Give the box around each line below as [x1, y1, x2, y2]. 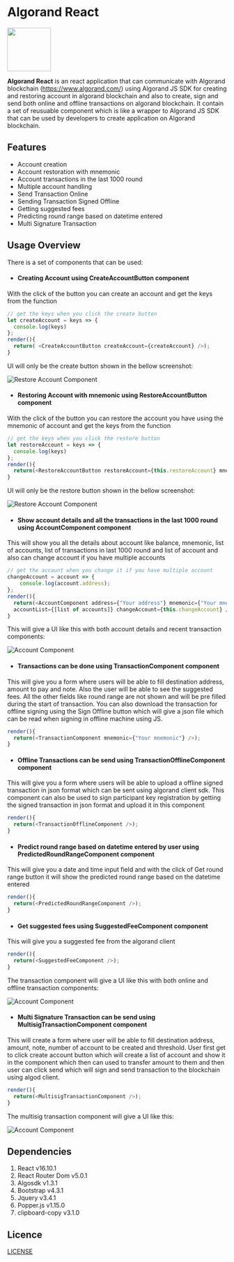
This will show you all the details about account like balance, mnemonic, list [7, 539, 224, 547]
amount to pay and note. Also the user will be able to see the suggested [7, 684, 214, 693]
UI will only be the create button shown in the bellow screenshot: [7, 362, 194, 370]
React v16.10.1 [17, 1164, 57, 1173]
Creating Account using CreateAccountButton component [17, 274, 189, 282]
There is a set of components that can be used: [7, 258, 143, 266]
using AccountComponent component [17, 523, 132, 532]
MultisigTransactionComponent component [17, 1020, 148, 1029]
